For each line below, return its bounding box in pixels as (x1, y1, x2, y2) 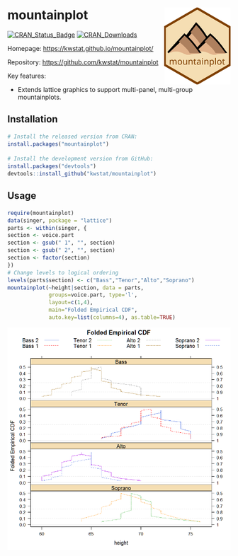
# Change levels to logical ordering (7, 269, 119, 276)
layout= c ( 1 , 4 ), (48, 299, 93, 306)
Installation (7, 113, 58, 125)
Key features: (7, 71, 46, 80)
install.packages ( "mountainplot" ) (7, 140, 110, 148)
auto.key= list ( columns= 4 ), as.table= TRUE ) (48, 314, 176, 321)
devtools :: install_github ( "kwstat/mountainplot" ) (7, 170, 157, 178)
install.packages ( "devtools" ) (7, 163, 97, 170)
